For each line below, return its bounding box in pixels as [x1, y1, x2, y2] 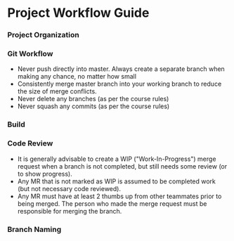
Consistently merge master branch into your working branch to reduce [17, 79, 222, 89]
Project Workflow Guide [7, 5, 150, 21]
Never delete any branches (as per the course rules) [17, 95, 169, 103]
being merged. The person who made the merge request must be [17, 199, 207, 208]
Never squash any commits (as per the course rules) [17, 102, 170, 110]
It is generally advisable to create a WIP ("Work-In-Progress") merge [17, 155, 216, 163]
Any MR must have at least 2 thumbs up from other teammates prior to [17, 192, 222, 200]
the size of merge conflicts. [17, 87, 97, 96]
